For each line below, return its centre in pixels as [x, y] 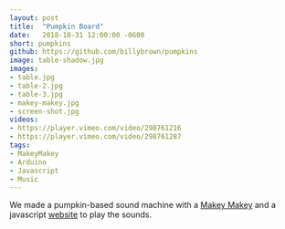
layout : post [34, 18]
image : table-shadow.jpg [57, 60]
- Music [24, 179]
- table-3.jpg [37, 94]
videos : [24, 120]
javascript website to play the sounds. [81, 214]
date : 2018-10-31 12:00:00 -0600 [77, 35]
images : [24, 69]
